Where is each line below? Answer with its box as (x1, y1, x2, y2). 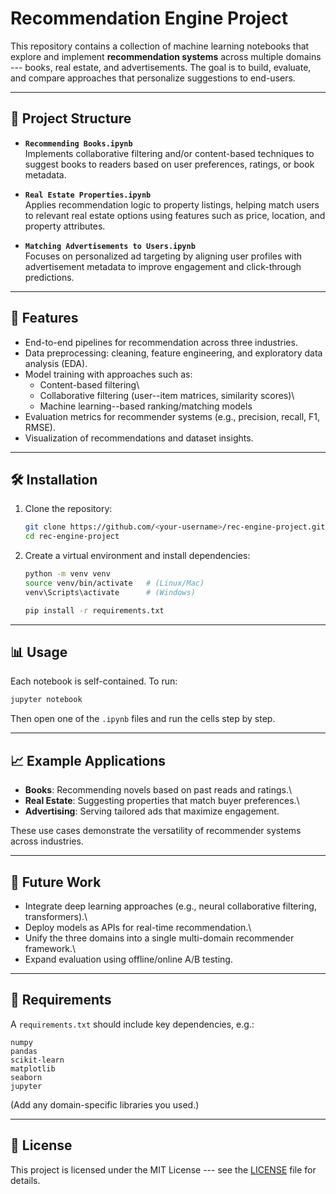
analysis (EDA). (24, 357, 88, 369)
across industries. (10, 835, 84, 847)
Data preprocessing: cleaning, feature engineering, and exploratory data (24, 347, 323, 359)
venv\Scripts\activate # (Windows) (24, 587, 196, 597)
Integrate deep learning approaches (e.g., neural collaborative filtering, (24, 900, 317, 912)
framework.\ (24, 942, 77, 954)
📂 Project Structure (10, 110, 132, 127)
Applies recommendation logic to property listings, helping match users (24, 198, 320, 211)
